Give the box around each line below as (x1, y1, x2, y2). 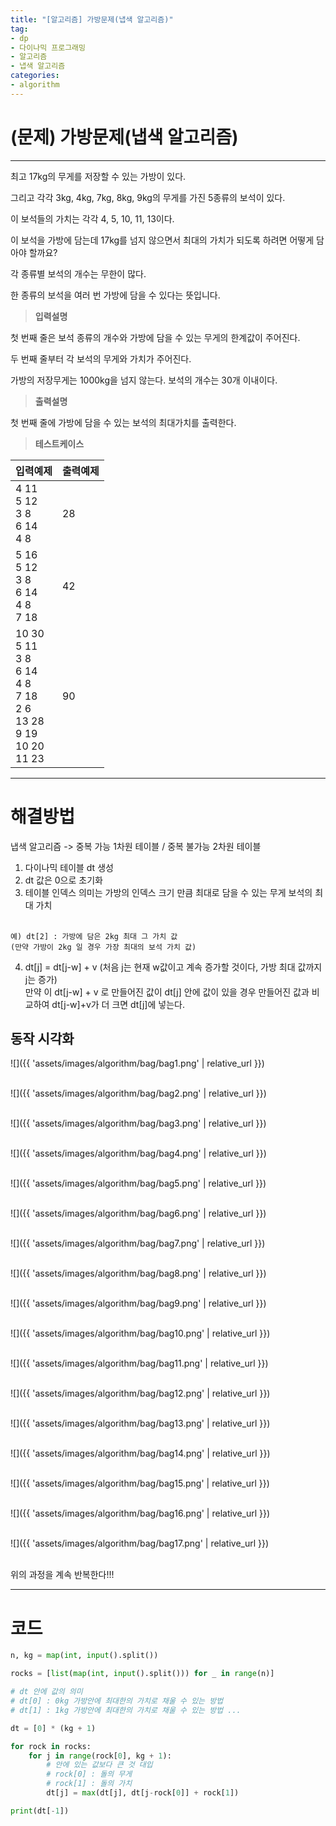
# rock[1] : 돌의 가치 (46, 1779, 133, 1789)
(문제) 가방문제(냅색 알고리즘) (10, 126, 239, 148)
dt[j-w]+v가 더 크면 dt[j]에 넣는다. (51, 998, 185, 1010)
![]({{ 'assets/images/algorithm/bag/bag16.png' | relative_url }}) (10, 1507, 271, 1520)
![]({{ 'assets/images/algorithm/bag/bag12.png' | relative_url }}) (10, 1387, 271, 1400)
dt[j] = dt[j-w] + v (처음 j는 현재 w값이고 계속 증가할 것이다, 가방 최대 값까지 (24, 961, 323, 973)
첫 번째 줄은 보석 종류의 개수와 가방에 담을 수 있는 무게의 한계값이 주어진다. (10, 331, 301, 343)
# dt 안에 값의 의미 (10, 1687, 83, 1697)
